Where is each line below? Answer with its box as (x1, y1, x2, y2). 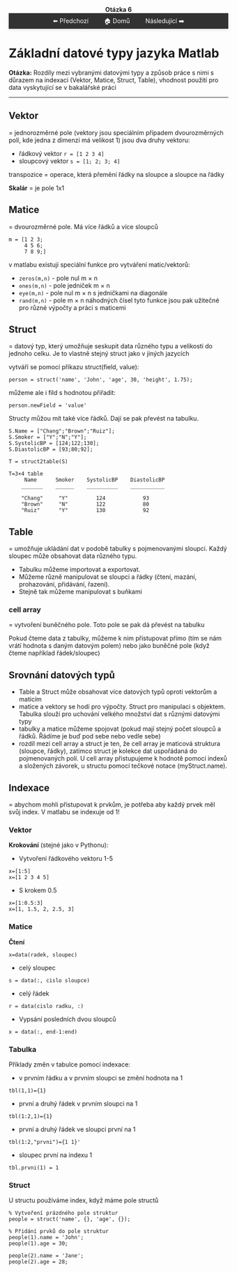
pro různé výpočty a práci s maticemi (18, 303, 126, 311)
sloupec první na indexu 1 (18, 1151, 93, 1159)
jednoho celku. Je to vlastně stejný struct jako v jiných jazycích (8, 350, 190, 358)
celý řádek (18, 989, 49, 998)
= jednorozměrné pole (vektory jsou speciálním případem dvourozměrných (8, 128, 224, 137)
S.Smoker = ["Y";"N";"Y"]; (8, 434, 87, 441)
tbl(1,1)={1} (8, 1087, 47, 1094)
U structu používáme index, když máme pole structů (8, 1196, 159, 1204)
